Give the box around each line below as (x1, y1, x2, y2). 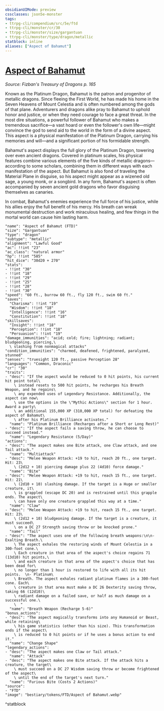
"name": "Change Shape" (9, 641, 58, 646)
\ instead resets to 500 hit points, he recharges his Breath (14, 383, 144, 388)
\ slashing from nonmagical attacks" (9, 344, 87, 349)
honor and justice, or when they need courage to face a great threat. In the (5, 112, 156, 117)
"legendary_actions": (5, 645, 50, 650)
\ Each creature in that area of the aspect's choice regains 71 (14, 550, 151, 555)
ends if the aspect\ (5, 627, 48, 633)
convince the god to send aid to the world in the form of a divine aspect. (5, 127, 151, 133)
